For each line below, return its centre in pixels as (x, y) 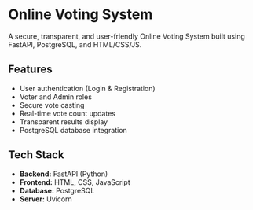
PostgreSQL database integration (73, 130)
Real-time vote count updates (68, 113)
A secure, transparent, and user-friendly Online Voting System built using (126, 36)
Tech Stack (36, 155)
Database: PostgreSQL (57, 190)
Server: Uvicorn (46, 199)
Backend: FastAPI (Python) (64, 174)
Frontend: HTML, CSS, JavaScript (75, 182)
